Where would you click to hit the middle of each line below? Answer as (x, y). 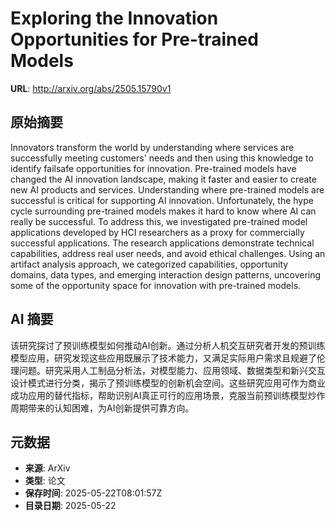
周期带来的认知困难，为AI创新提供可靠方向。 (102, 408)
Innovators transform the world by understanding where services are (152, 147)
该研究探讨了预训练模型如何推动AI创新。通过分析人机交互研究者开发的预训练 (168, 345)
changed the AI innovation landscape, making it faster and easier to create (163, 179)
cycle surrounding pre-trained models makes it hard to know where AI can (163, 211)
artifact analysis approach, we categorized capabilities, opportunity (149, 264)
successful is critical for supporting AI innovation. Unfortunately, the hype (162, 200)
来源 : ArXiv (47, 468)
